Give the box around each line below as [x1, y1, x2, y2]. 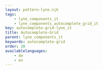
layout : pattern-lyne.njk [5, 7, 58, 12]
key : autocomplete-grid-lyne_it [5, 26, 72, 31]
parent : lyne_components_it [5, 35, 63, 40]
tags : [5, 12, 16, 17]
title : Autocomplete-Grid [5, 30, 58, 35]
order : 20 [5, 44, 26, 49]
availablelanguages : [5, 48, 48, 53]
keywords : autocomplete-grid [5, 39, 65, 44]
